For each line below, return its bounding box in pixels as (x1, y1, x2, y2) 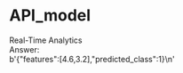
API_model (9, 5, 91, 26)
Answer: (9, 44, 40, 54)
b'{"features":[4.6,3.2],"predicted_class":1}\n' (9, 53, 175, 64)
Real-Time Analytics (9, 35, 83, 45)
